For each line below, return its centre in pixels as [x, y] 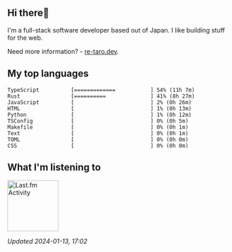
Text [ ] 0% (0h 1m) [98, 133]
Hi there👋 [28, 13]
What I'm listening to [54, 167]
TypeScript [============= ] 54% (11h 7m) [101, 90]
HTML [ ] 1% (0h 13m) [100, 108]
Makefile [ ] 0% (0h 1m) [98, 127]
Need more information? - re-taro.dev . [63, 51]
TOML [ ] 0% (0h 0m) [98, 139]
